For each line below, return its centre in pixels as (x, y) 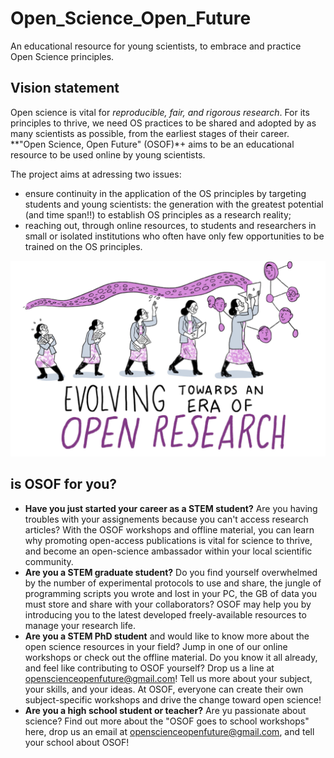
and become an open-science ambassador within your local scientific (168, 551)
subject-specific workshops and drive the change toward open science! (173, 699)
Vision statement (65, 88)
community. (49, 561)
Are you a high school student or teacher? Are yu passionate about (165, 710)
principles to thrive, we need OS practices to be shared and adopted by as (163, 123)
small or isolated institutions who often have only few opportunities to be (174, 236)
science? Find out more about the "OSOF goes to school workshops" (167, 721)
